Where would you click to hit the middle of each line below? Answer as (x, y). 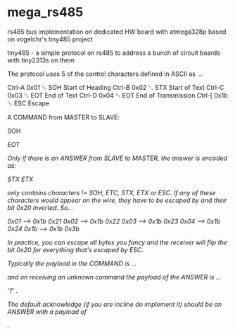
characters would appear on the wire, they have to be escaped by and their (117, 200)
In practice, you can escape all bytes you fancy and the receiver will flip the (117, 242)
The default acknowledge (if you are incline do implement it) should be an (115, 304)
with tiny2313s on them (41, 60)
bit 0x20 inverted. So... (40, 207)
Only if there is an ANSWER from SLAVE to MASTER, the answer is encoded (117, 158)
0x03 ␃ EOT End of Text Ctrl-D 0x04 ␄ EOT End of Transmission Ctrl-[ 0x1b (118, 95)
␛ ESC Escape (28, 103)
